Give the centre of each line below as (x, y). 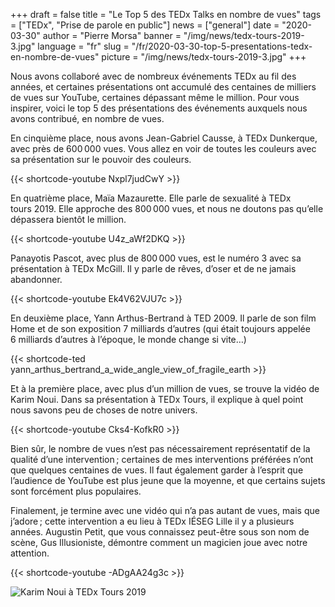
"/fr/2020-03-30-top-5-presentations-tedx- (222, 46)
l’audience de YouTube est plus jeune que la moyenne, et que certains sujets (168, 480)
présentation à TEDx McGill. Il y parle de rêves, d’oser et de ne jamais (153, 268)
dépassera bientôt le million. (68, 219)
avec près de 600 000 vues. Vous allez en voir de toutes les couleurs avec (163, 148)
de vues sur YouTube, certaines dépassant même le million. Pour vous (155, 97)
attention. (30, 553)
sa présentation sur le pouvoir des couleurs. (101, 159)
